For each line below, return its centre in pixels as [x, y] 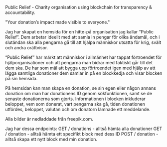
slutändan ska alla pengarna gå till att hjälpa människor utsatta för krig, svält [83, 42]
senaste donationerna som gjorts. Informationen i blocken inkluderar [76, 99]
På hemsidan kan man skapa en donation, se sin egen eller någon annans [81, 88]
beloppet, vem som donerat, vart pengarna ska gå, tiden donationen [75, 104]
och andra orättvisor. [27, 48]
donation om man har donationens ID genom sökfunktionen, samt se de [79, 93]
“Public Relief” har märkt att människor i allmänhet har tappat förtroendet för [83, 57]
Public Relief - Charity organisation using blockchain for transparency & [79, 7]
